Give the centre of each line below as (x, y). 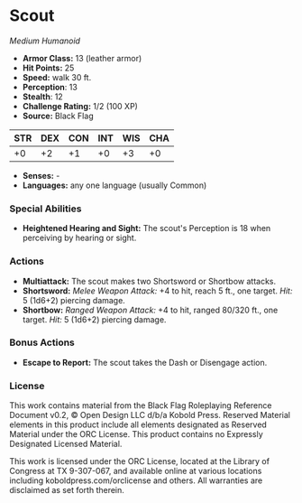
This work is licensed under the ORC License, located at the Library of (140, 461)
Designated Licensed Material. (66, 444)
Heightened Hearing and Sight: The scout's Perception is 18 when (146, 228)
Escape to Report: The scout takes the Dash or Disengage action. (145, 362)
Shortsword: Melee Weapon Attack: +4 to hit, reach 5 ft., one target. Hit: (157, 291)
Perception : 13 (50, 87)
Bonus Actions (42, 342)
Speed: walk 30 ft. (57, 77)
